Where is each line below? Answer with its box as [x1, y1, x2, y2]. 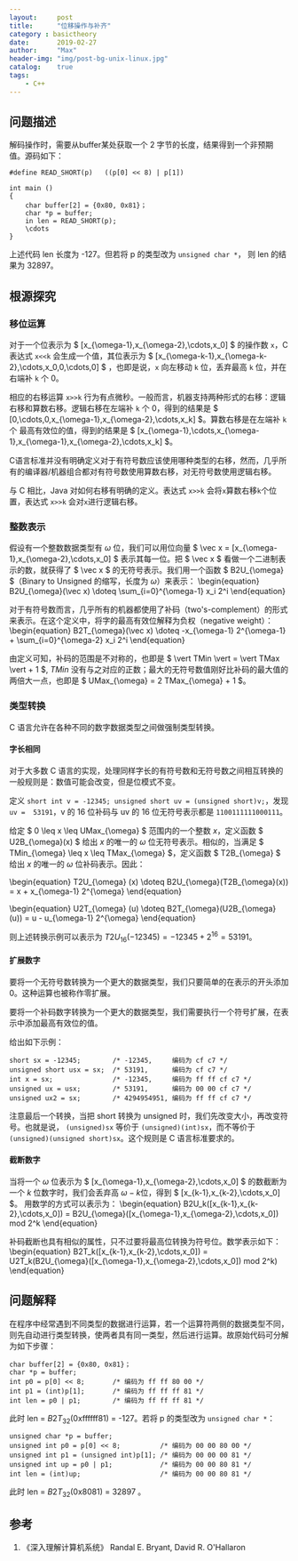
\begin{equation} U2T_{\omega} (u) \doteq [9, 903, 166, 913]
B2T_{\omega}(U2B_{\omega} [167, 903, 277, 913]
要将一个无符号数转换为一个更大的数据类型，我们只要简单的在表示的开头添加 [9, 976, 289, 987]
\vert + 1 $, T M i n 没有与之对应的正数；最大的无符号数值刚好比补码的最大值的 [9, 664, 289, 675]
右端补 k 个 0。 [9, 373, 64, 383]
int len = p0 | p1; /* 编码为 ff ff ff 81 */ [9, 1396, 204, 1405]
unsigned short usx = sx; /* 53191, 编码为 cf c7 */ [9, 1065, 228, 1074]
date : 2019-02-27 [9, 37, 98, 47]
